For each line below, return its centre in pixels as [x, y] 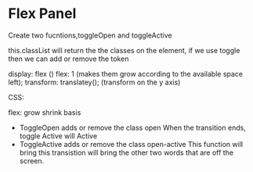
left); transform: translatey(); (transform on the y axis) [94, 82]
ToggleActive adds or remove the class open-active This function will [131, 144]
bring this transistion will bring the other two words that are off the [126, 152]
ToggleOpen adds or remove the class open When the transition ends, [133, 127]
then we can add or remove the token [69, 59]
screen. [32, 160]
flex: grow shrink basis [45, 112]
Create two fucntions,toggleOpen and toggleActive [90, 35]
